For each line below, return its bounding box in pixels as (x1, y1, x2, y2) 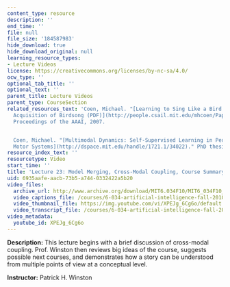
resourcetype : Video (7, 155, 66, 163)
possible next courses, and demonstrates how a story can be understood (7, 253, 214, 261)
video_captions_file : (13, 194, 75, 201)
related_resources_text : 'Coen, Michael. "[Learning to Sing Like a (7, 105, 207, 112)
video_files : (7, 181, 44, 188)
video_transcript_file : (13, 207, 81, 214)
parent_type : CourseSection (7, 99, 88, 106)
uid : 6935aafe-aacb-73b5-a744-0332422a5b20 (7, 175, 133, 182)
